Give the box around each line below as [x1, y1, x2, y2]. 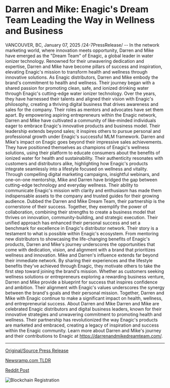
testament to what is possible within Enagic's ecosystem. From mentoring [5, 230, 159, 236]
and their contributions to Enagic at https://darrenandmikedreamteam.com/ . [5, 333, 163, 339]
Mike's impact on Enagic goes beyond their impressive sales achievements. [5, 138, 163, 145]
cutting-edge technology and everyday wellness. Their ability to [5, 182, 139, 188]
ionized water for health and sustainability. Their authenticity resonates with [5, 155, 163, 161]
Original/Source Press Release [5, 347, 69, 354]
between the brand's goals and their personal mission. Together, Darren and [5, 290, 164, 296]
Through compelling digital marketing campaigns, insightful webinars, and [5, 171, 160, 177]
